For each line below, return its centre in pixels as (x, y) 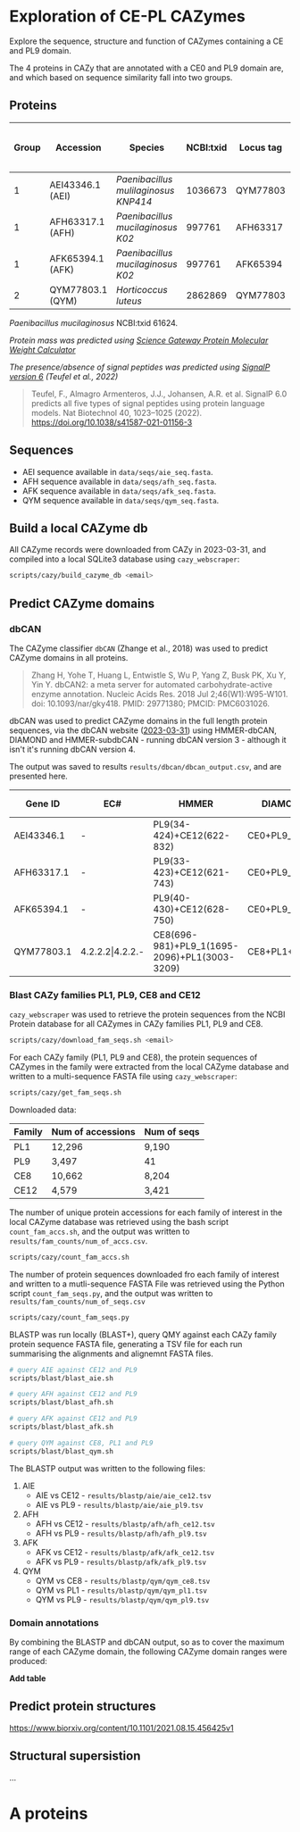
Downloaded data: (43, 1110)
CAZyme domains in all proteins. (69, 657)
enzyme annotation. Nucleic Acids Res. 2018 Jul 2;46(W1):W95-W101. (159, 694)
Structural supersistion (75, 1756)
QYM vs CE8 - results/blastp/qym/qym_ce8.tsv (123, 1580)
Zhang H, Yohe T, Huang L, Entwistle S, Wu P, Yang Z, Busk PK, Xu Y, (158, 675)
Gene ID (43, 804)
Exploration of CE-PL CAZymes (127, 17)
